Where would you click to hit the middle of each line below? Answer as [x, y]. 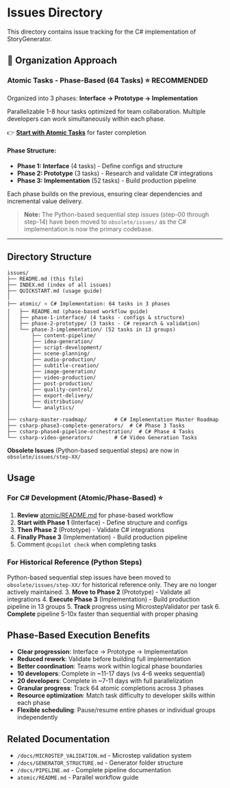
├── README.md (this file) [46, 279]
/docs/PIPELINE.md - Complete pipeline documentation [94, 770]
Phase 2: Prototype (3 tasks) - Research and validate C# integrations [115, 173]
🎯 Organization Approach [62, 61]
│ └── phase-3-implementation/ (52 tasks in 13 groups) [91, 329]
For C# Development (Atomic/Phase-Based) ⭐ [85, 498]
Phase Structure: [32, 151]
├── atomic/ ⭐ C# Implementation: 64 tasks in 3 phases [89, 303]
